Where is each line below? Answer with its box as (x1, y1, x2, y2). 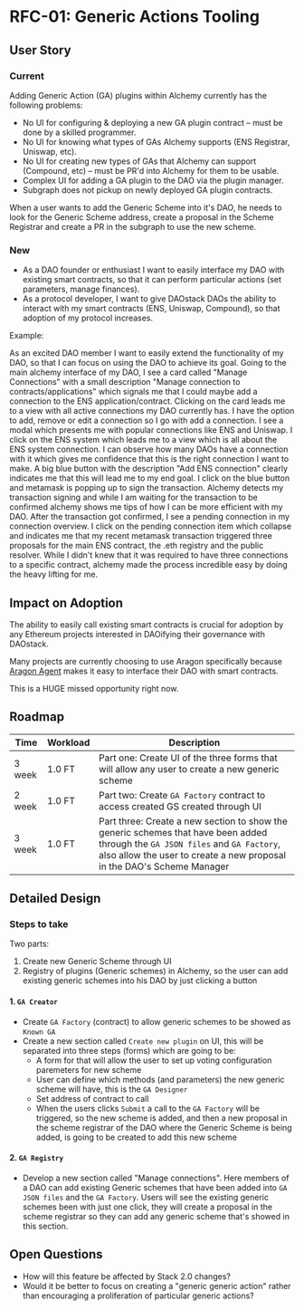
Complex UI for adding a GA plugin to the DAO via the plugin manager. (22, 175, 284, 186)
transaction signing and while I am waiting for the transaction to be (9, 492, 258, 503)
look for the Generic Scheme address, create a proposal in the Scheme (9, 211, 274, 223)
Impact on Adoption (9, 595, 124, 610)
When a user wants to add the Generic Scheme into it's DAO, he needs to (9, 202, 282, 213)
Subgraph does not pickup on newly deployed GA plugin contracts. (22, 184, 273, 196)
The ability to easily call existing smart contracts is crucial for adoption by (9, 618, 284, 630)
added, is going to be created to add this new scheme (35, 1132, 238, 1143)
